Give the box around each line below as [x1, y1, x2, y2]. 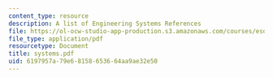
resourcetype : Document [8, 42, 89, 50]
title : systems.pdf [8, 50, 75, 58]
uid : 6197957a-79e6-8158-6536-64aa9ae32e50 [8, 58, 158, 66]
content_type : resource [8, 11, 89, 20]
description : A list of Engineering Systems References [8, 19, 201, 28]
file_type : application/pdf [8, 34, 104, 43]
